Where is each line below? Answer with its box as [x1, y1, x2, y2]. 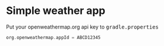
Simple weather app [6, 4, 105, 17]
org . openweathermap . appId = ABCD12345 [6, 34, 101, 40]
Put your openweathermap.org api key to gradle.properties [6, 23, 159, 30]
